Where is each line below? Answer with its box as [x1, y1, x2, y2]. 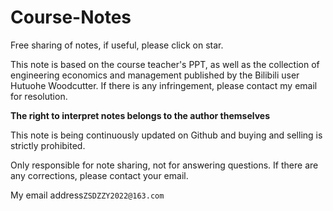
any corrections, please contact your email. [10, 169, 189, 181]
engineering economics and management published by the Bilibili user [10, 69, 300, 81]
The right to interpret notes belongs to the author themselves [10, 109, 271, 121]
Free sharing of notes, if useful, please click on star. [10, 39, 224, 51]
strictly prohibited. [10, 139, 86, 151]
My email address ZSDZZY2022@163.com [10, 189, 165, 201]
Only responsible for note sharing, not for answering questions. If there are [10, 159, 319, 171]
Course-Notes [10, 6, 132, 29]
